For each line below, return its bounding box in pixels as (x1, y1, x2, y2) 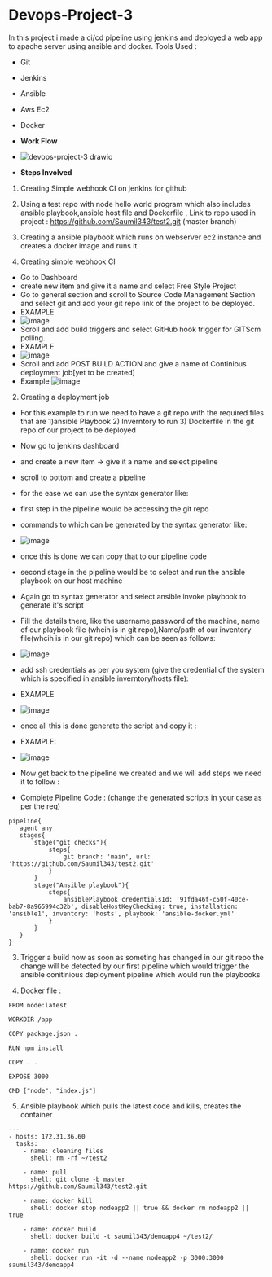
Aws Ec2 (20, 104, 50, 114)
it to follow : (20, 776, 59, 787)
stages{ (19, 831, 46, 840)
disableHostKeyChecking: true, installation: (81, 902, 239, 911)
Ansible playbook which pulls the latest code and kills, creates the (20, 1101, 242, 1111)
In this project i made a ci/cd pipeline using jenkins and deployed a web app (8, 33, 263, 42)
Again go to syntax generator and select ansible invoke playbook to (20, 591, 247, 601)
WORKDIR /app (8, 1016, 53, 1024)
